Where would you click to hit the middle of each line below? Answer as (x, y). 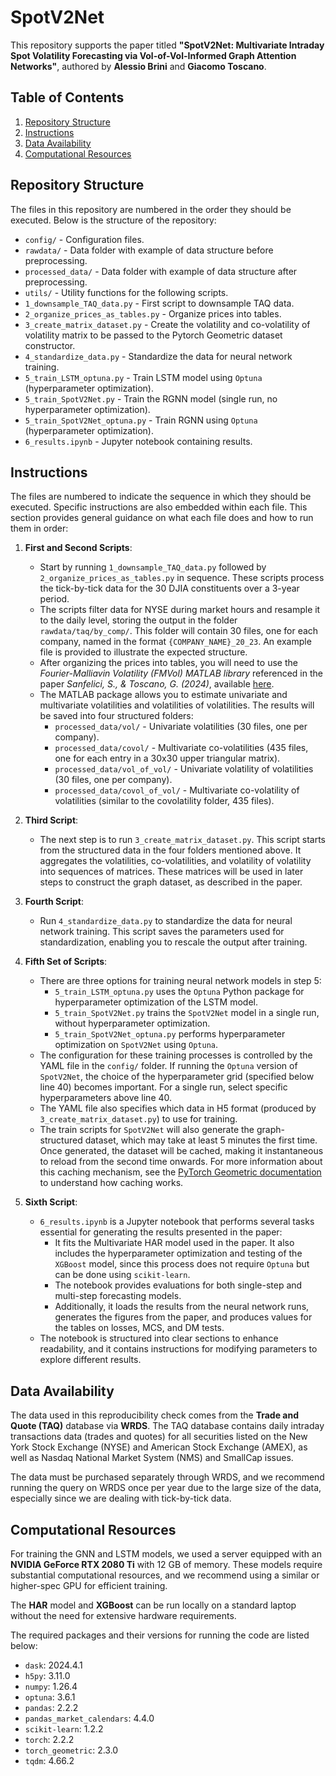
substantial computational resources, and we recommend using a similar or (165, 1575)
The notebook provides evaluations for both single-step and (178, 1285)
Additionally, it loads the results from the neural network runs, (182, 1307)
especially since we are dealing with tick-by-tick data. (121, 1498)
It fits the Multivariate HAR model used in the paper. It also (174, 1243)
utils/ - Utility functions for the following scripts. (126, 292)
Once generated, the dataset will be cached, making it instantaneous (181, 1151)
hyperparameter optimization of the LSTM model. (156, 1002)
